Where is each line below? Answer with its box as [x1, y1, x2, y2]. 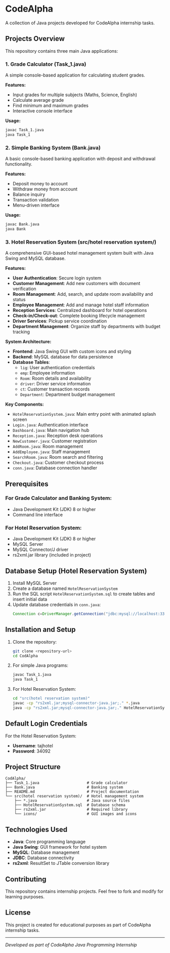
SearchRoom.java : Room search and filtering [12, 454, 103, 460]
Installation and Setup [5, 625, 76, 634]
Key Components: [5, 401, 44, 408]
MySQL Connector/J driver [12, 546, 69, 552]
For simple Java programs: [12, 662, 68, 668]
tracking [12, 329, 30, 335]
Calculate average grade [12, 97, 64, 103]
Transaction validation [12, 197, 59, 203]
